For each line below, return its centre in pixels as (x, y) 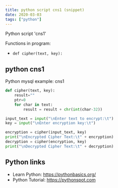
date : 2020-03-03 (23, 15)
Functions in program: (28, 43)
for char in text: (34, 105)
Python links (25, 162)
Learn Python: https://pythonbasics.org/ (54, 174)
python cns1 (25, 69)
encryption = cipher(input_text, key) (46, 132)
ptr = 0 (20, 100)
